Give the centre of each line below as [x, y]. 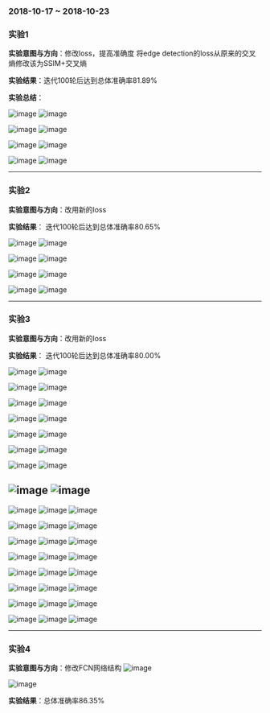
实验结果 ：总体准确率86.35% [57, 700]
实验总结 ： [26, 97]
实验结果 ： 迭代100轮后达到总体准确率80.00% [85, 355]
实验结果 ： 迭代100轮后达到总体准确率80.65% [84, 226]
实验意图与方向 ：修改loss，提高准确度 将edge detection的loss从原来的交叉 [132, 53]
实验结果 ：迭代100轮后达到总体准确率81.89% [83, 80]
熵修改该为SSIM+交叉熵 [47, 64]
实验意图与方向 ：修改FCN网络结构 [65, 668]
